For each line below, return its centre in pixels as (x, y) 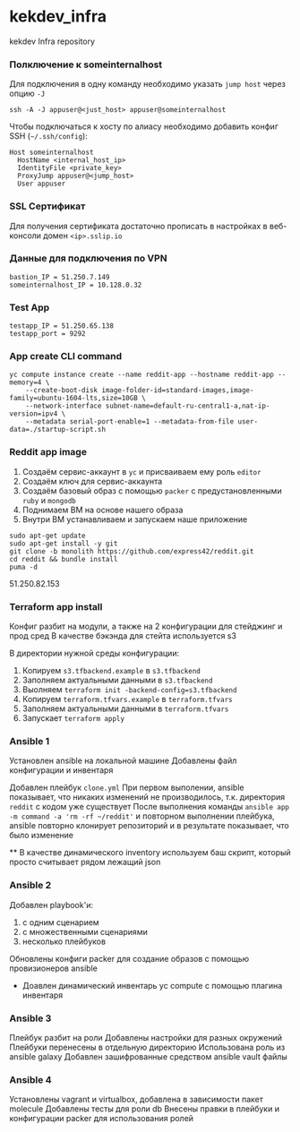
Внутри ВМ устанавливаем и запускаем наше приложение (135, 519)
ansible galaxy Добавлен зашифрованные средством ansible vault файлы (149, 1056)
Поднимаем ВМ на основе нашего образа (103, 510)
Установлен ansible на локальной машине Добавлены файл (123, 761)
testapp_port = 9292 (48, 334)
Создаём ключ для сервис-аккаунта (92, 481)
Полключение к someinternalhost (86, 64)
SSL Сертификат (47, 206)
